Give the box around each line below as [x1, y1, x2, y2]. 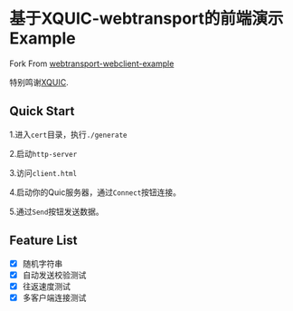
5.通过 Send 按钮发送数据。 [9, 206, 104, 217]
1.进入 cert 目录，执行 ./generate [9, 129, 128, 140]
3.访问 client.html [9, 167, 78, 178]
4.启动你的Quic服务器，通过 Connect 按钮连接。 [9, 187, 182, 198]
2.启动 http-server [9, 148, 78, 159]
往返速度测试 [22, 280, 71, 291]
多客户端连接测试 [22, 292, 87, 303]
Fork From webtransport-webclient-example [9, 58, 175, 69]
